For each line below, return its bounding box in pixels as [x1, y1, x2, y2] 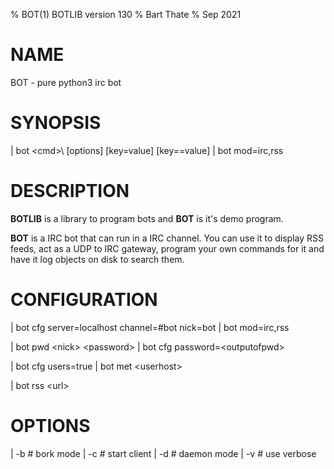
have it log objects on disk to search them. [10, 253, 185, 265]
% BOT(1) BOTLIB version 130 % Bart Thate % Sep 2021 [10, 9, 242, 20]
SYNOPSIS [10, 112, 102, 134]
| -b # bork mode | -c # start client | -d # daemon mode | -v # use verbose [10, 447, 317, 459]
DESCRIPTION [10, 180, 130, 203]
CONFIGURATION [10, 289, 158, 311]
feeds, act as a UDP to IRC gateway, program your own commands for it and [10, 242, 325, 254]
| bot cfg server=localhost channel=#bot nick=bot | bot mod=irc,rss [10, 321, 290, 333]
